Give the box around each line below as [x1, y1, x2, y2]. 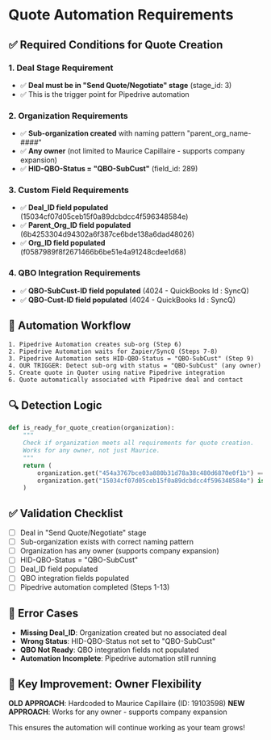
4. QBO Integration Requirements [8, 267, 141, 279]
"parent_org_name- [186, 128, 252, 138]
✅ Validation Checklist [8, 507, 123, 520]
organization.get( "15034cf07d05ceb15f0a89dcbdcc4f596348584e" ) [37, 477, 254, 485]
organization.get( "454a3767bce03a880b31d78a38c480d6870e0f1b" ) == [37, 469, 265, 477]
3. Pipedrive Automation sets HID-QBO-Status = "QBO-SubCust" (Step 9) [8, 354, 254, 363]
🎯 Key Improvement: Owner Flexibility [8, 677, 202, 691]
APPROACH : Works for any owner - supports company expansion [8, 707, 227, 717]
